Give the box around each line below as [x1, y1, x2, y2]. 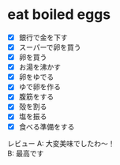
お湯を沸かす [18, 62, 61, 72]
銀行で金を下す [18, 32, 68, 42]
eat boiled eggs [7, 6, 111, 24]
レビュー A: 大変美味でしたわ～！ [7, 138, 115, 148]
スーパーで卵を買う [18, 43, 81, 52]
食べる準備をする [18, 122, 75, 131]
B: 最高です [7, 148, 44, 158]
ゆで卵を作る [18, 82, 61, 92]
